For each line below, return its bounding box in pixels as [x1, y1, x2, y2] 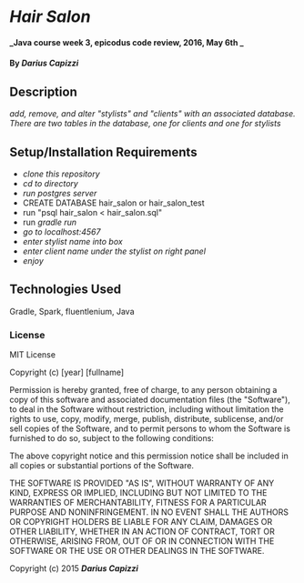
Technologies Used [9, 282, 121, 297]
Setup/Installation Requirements [9, 144, 198, 160]
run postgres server [22, 188, 97, 198]
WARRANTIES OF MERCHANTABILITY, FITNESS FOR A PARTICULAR [9, 498, 267, 508]
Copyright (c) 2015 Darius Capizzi [9, 563, 139, 574]
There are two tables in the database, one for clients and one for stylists [9, 118, 281, 129]
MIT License [9, 349, 56, 360]
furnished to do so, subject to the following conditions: [9, 433, 214, 444]
